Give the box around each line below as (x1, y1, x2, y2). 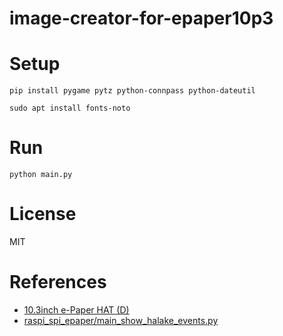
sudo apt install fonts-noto (9, 103, 131, 114)
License (9, 203, 77, 226)
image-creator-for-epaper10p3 (9, 7, 274, 30)
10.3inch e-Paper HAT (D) (23, 303, 130, 316)
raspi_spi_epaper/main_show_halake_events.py (23, 314, 219, 326)
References (9, 271, 107, 294)
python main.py (9, 170, 73, 180)
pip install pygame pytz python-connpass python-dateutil (9, 86, 256, 96)
